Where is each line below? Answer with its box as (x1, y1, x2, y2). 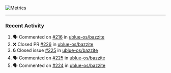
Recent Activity (5, 22, 45, 29)
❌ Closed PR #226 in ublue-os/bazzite (12, 41, 94, 48)
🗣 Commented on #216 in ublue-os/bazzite (12, 34, 105, 40)
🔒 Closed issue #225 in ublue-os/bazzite (12, 47, 98, 53)
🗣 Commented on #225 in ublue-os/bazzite (12, 55, 105, 61)
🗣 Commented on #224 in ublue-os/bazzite (12, 62, 106, 68)
